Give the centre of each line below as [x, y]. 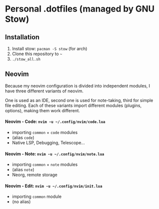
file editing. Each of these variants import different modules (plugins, [73, 105]
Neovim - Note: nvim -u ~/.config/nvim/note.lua [55, 154]
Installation [22, 37]
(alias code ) [23, 138]
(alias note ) [23, 170]
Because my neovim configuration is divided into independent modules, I [78, 86]
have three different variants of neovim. [44, 91]
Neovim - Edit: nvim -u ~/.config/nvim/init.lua [54, 186]
